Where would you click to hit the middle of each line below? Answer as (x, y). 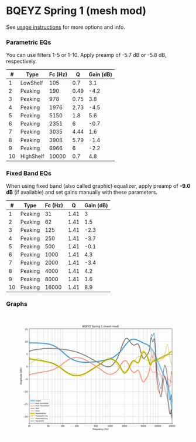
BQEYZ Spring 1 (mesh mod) (76, 11)
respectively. (21, 61)
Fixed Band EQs (29, 173)
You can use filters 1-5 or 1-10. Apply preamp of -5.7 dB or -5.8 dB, (86, 55)
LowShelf (32, 83)
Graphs (17, 304)
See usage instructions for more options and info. (66, 27)
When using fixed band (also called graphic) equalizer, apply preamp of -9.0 (98, 186)
